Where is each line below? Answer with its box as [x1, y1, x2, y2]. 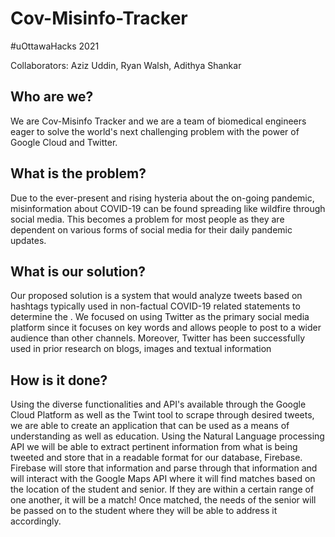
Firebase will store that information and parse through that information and [10, 462, 318, 474]
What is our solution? [10, 263, 147, 280]
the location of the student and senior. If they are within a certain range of [10, 483, 315, 496]
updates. [10, 234, 47, 246]
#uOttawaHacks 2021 [10, 40, 100, 52]
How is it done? [10, 372, 108, 389]
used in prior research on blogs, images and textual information [10, 343, 272, 355]
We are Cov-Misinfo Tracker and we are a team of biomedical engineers [10, 115, 307, 127]
